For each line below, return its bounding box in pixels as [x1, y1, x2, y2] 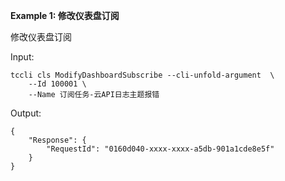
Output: [10, 107, 42, 119]
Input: [10, 51, 35, 63]
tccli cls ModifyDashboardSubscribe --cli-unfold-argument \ [10, 70, 275, 80]
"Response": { [28, 135, 87, 145]
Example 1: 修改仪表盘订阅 [10, 10, 120, 21]
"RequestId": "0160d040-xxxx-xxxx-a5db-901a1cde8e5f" [46, 144, 275, 154]
